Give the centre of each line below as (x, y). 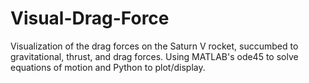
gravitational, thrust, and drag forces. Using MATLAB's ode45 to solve (154, 56)
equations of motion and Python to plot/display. (108, 67)
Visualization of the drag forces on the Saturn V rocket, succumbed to (154, 46)
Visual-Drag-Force (90, 18)
